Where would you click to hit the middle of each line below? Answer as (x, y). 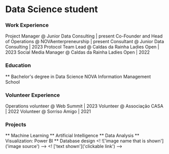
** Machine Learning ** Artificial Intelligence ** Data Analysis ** (72, 136)
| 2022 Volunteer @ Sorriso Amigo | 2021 (48, 111)
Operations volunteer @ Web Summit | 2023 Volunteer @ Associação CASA (84, 106)
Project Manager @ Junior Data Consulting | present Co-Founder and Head (84, 36)
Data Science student (52, 9)
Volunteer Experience (32, 95)
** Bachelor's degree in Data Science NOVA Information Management (78, 76)
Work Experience (27, 25)
